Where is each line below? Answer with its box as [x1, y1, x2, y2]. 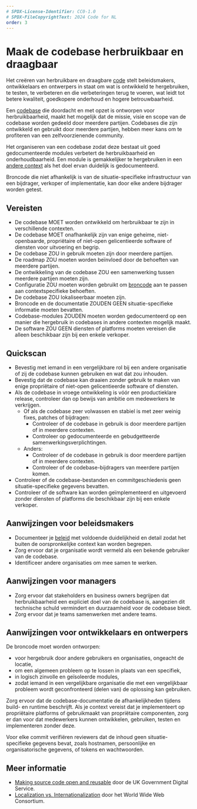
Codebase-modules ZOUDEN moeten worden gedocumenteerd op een [14, 312, 187, 319]
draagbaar [6, 57, 58, 71]
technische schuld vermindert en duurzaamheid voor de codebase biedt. [14, 604, 192, 611]
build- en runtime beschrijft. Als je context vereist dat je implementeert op [6, 704, 185, 711]
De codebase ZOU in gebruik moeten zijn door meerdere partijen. [14, 250, 173, 257]
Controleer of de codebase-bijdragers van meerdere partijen [32, 464, 179, 471]
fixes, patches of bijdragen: [23, 414, 90, 421]
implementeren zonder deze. [6, 722, 76, 730]
